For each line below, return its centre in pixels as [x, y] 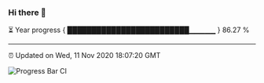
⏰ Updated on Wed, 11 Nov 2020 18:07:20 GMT [84, 56]
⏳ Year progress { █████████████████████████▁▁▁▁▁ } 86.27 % [129, 30]
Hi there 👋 [27, 13]
